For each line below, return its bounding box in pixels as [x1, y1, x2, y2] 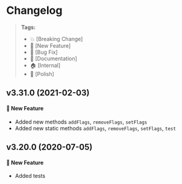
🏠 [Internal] [30, 62, 61, 69]
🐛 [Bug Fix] [30, 48, 58, 56]
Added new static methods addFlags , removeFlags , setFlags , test [14, 124, 177, 132]
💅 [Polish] [30, 70, 54, 77]
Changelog [6, 4, 63, 17]
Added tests [14, 173, 46, 180]
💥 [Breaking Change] [30, 35, 83, 42]
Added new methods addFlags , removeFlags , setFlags [14, 118, 148, 125]
